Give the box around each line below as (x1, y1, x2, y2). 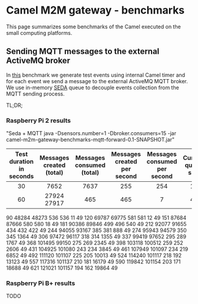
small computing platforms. (6, 29, 72, 36)
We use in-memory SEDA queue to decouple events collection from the (6, 84, 180, 91)
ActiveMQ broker (6, 55, 71, 66)
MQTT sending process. (6, 90, 65, 97)
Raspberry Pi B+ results (6, 279, 75, 287)
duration (9, 158, 34, 166)
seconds (9, 172, 34, 181)
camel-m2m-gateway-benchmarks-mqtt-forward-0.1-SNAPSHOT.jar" (6, 136, 175, 143)
